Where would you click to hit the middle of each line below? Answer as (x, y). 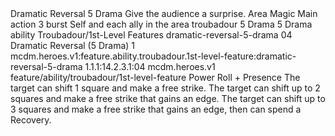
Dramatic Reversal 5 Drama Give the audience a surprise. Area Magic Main (164, 13)
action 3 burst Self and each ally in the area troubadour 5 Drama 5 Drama (161, 24)
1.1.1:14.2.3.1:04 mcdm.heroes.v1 (150, 66)
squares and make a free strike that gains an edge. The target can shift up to (168, 98)
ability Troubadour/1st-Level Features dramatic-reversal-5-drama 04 (151, 35)
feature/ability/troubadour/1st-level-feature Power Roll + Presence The (155, 77)
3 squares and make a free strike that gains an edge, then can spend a (156, 109)
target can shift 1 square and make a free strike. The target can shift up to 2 (165, 88)
